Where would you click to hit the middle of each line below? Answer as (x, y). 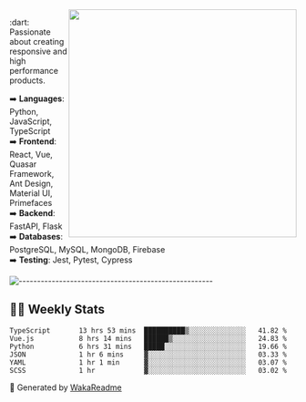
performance (34, 71)
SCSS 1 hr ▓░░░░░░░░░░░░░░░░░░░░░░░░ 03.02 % (148, 370)
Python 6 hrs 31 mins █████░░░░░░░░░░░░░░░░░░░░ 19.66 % (148, 346)
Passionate (31, 32)
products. (27, 80)
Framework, (32, 174)
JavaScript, (31, 121)
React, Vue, (31, 155)
